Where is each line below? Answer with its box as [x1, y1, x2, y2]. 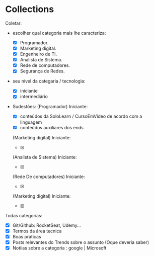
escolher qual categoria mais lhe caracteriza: [12, 30, 106, 36]
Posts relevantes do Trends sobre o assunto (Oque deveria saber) [12, 239, 149, 245]
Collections [5, 4, 54, 15]
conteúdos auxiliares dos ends [20, 124, 84, 130]
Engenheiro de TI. [20, 51, 57, 57]
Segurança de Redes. [20, 68, 65, 74]
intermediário [20, 94, 48, 100]
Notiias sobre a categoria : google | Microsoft [12, 245, 107, 251]
